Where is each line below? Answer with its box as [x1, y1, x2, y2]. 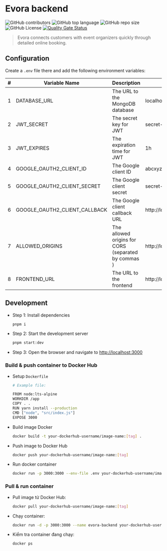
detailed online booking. [17, 39, 67, 45]
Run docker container [12, 461, 57, 467]
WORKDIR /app [12, 396, 40, 402]
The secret [112, 114, 138, 121]
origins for [112, 236, 136, 243]
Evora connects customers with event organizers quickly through [17, 34, 151, 40]
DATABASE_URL [15, 97, 54, 104]
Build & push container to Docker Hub [5, 362, 98, 369]
